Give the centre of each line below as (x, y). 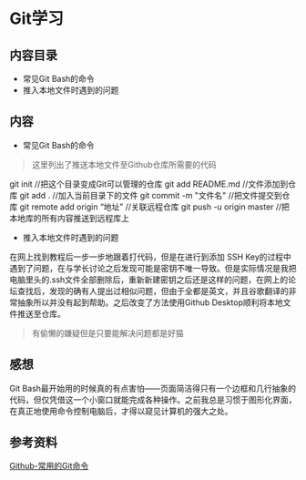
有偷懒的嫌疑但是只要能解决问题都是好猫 (107, 332)
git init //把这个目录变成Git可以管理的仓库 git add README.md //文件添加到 (149, 184)
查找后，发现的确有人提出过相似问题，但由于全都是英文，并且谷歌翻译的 (153, 291)
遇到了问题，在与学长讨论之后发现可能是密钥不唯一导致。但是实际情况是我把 (153, 268)
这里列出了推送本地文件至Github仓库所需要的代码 (124, 164)
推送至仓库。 (41, 313)
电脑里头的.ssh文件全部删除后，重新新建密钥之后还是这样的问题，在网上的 (149, 280)
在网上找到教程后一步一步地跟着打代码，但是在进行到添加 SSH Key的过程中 (150, 257)
